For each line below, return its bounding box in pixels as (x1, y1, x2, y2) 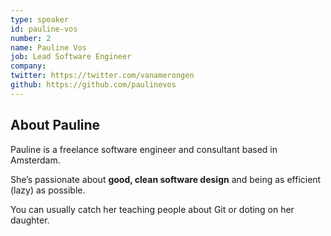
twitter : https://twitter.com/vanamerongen (10, 71, 195, 81)
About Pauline (10, 117, 101, 134)
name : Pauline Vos (10, 42, 87, 53)
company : (10, 61, 47, 71)
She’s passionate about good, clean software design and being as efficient (10, 173, 322, 185)
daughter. (10, 214, 50, 226)
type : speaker (10, 14, 70, 25)
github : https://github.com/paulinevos (10, 80, 177, 90)
